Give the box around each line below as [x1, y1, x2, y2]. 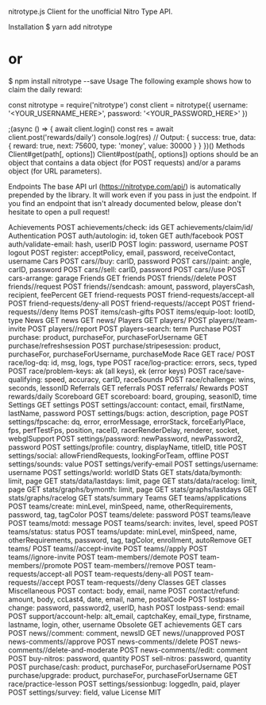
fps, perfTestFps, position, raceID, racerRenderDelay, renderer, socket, [8, 425, 240, 434]
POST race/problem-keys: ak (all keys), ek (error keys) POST [8, 366, 208, 376]
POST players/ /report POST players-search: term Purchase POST [27, 324, 242, 333]
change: [8, 602, 36, 612]
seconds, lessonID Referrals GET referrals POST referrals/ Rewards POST [8, 383, 249, 392]
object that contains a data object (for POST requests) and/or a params [8, 158, 241, 167]
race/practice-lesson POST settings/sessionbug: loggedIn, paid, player [8, 679, 241, 688]
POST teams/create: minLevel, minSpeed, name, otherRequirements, [8, 501, 233, 511]
